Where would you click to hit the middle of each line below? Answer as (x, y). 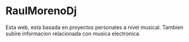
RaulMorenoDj (41, 11)
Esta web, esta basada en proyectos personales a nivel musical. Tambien (94, 27)
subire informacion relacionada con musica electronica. (73, 33)
